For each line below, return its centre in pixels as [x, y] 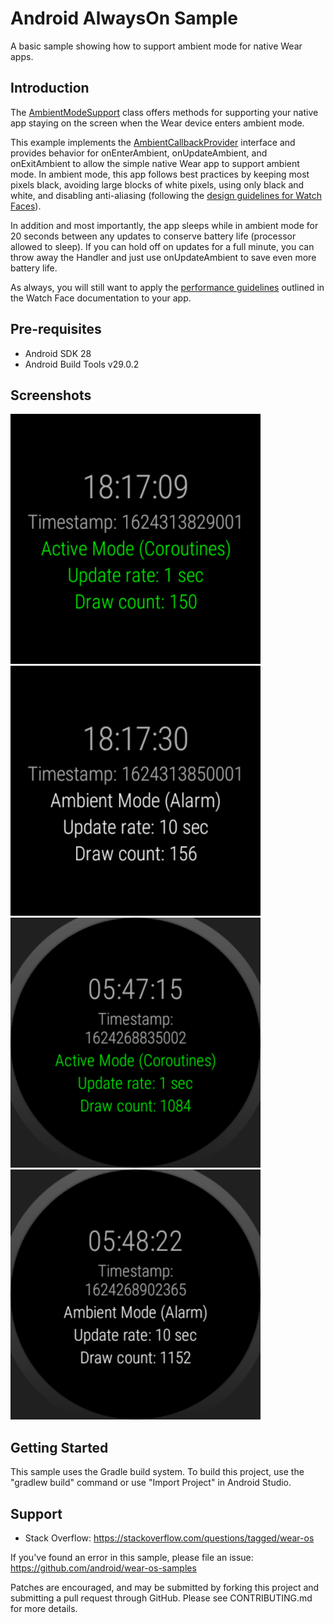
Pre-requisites [56, 329]
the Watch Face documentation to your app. [101, 298]
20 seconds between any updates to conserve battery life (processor [153, 236]
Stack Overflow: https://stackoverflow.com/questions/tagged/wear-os [169, 1538]
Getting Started [59, 1447]
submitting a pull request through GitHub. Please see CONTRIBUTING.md [161, 1598]
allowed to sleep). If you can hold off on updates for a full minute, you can [162, 246]
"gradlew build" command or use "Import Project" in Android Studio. [151, 1483]
